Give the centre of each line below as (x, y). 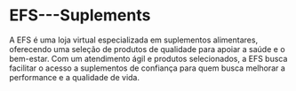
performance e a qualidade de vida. (75, 77)
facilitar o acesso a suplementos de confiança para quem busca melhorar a (148, 68)
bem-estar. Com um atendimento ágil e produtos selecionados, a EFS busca (148, 58)
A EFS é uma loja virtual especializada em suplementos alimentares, (134, 40)
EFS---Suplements (80, 15)
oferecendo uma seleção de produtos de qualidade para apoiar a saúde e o (148, 49)
